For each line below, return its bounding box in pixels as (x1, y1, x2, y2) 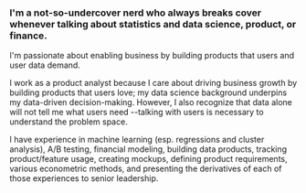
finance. (9, 29, 47, 42)
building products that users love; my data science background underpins (9, 87, 288, 98)
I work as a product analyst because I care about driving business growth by (9, 78, 298, 89)
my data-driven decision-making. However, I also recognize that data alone (9, 97, 292, 108)
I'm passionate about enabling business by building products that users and (9, 50, 295, 61)
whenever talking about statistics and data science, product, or (9, 17, 297, 30)
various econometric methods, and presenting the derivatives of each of (9, 163, 282, 175)
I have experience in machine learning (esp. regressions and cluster (9, 134, 265, 145)
